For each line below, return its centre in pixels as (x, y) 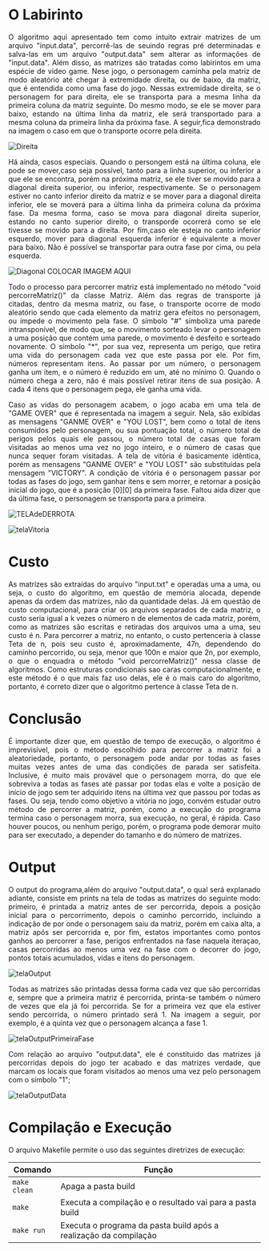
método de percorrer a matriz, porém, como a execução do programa (134, 809)
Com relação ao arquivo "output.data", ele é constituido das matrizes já (134, 1054)
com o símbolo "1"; (39, 1079)
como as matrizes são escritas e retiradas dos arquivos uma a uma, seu (134, 627)
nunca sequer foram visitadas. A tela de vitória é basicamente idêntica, (134, 456)
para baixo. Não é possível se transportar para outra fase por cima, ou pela (134, 247)
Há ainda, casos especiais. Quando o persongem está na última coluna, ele (134, 161)
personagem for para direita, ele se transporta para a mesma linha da (134, 96)
